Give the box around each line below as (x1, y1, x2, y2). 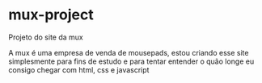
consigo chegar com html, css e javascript (8, 64, 150, 74)
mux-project (8, 6, 95, 24)
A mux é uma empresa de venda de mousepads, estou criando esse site (8, 48, 249, 57)
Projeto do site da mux (8, 32, 83, 42)
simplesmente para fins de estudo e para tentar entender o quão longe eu (8, 56, 255, 66)
